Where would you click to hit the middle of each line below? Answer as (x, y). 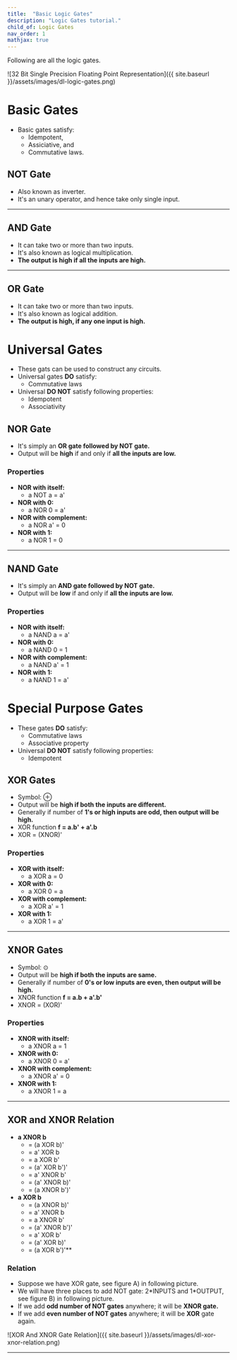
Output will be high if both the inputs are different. (92, 805)
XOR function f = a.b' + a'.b (57, 827)
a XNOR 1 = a (47, 1091)
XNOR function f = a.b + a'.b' (60, 997)
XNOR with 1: (37, 1083)
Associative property (59, 743)
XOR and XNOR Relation (61, 1120)
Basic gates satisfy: (46, 130)
